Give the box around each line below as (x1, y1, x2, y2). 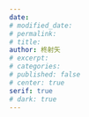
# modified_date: (9, 21, 73, 30)
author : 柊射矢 (9, 46, 61, 55)
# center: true (9, 78, 65, 87)
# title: (9, 37, 41, 47)
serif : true (9, 86, 53, 95)
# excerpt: (9, 54, 49, 62)
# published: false (9, 70, 81, 79)
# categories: (9, 62, 62, 71)
